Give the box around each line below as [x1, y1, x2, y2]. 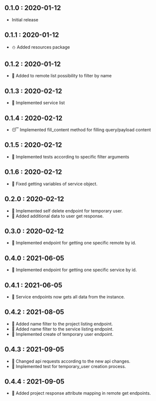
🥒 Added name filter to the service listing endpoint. [11, 326, 114, 332]
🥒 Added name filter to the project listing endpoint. [11, 321, 113, 327]
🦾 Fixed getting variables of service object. [11, 181, 98, 187]
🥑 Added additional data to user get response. [11, 213, 104, 219]
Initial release [11, 17, 38, 22]
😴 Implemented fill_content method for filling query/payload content [11, 127, 151, 133]
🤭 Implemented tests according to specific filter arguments [11, 154, 129, 159]
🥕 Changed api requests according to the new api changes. [11, 358, 131, 364]
